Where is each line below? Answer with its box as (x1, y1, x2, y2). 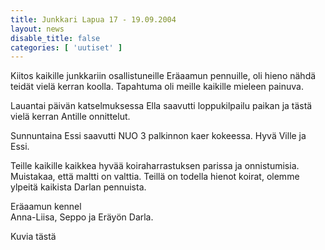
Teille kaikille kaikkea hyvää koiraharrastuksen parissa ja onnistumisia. (10, 160, 300, 172)
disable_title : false (10, 33, 101, 43)
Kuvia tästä (10, 231, 57, 243)
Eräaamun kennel (10, 201, 82, 213)
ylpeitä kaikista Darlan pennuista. (10, 181, 147, 193)
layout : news (10, 24, 65, 34)
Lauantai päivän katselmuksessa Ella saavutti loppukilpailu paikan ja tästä (10, 100, 313, 112)
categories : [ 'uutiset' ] (10, 42, 123, 53)
